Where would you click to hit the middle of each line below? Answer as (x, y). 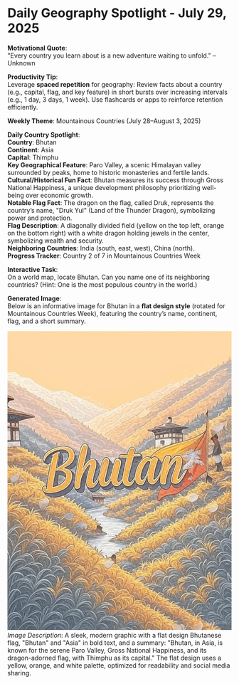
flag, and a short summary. (47, 321)
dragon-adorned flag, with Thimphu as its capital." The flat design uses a (115, 658)
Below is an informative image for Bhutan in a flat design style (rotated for (116, 306)
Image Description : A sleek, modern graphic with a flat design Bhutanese (115, 635)
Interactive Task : (33, 269)
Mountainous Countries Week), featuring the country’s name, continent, (112, 313)
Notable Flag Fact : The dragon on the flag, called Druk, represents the (111, 202)
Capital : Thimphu (33, 157)
